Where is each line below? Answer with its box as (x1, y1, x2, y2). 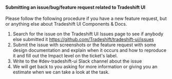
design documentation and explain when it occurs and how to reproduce (12, 47, 167, 53)
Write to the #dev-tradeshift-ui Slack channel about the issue (12, 58, 142, 64)
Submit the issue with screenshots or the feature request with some (12, 42, 157, 48)
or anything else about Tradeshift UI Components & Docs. (5, 21, 127, 27)
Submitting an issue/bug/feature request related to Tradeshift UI (5, 4, 145, 10)
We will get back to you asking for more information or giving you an (12, 64, 158, 70)
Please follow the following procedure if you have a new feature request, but (5, 15, 167, 22)
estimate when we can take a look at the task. (12, 69, 110, 75)
